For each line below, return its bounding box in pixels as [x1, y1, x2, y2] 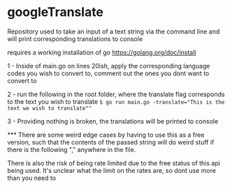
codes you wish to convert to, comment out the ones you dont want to [7, 69, 210, 77]
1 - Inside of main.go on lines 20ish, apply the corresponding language [7, 61, 210, 70]
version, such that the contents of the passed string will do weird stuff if [7, 137, 215, 146]
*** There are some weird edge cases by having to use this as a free [7, 130, 205, 139]
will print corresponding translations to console [7, 34, 143, 43]
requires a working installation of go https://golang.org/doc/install [7, 48, 196, 56]
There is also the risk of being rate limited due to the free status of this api [7, 158, 220, 167]
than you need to [7, 174, 57, 182]
